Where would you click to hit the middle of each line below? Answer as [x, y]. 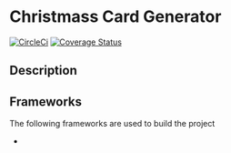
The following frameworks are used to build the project [112, 124]
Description [43, 71]
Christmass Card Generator [115, 17]
